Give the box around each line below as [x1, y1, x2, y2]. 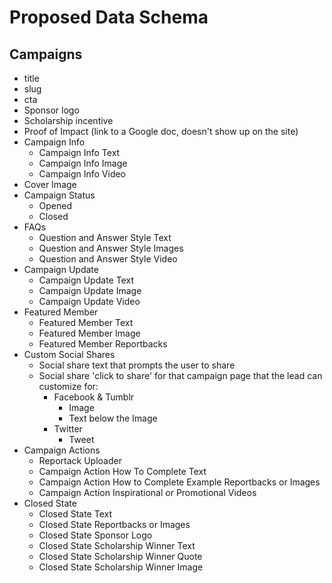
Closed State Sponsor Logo [38, 529, 153, 541]
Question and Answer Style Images [38, 242, 184, 254]
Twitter [53, 423, 83, 435]
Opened [38, 200, 73, 211]
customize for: [38, 381, 99, 392]
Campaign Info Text [38, 147, 121, 158]
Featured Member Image [38, 327, 141, 339]
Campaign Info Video [38, 168, 127, 180]
